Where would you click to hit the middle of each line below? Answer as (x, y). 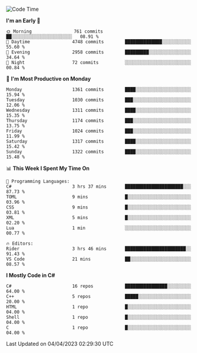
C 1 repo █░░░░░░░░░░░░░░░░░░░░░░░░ (99, 328)
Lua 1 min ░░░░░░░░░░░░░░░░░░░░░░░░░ (99, 228)
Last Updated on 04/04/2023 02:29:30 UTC (60, 344)
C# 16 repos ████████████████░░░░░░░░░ (99, 286)
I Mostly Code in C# (31, 275)
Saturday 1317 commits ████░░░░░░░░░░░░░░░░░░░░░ (99, 142)
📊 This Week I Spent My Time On (48, 168)
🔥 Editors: (20, 243)
